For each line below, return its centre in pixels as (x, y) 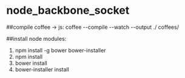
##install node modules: (36, 38)
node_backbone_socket (68, 10)
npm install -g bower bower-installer (60, 50)
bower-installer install (42, 69)
